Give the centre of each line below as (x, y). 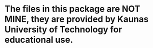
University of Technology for (63, 30)
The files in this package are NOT (72, 9)
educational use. (39, 40)
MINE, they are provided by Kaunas (76, 19)
